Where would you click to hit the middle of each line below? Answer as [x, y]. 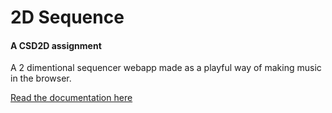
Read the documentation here [71, 98]
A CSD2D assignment [56, 45]
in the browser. [41, 78]
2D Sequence [67, 17]
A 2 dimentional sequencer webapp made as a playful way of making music [166, 68]
